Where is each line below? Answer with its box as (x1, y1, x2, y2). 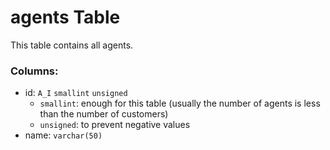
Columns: (10, 64, 59, 78)
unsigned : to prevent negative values (39, 119, 191, 131)
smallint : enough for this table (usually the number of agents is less (39, 97, 321, 110)
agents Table (10, 6, 121, 29)
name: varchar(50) (24, 129, 103, 141)
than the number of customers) (39, 108, 169, 120)
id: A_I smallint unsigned (24, 87, 128, 99)
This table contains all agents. (10, 39, 134, 51)
